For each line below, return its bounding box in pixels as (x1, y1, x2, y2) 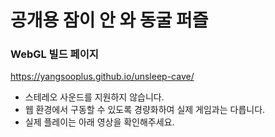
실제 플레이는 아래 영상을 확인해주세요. (24, 116, 175, 128)
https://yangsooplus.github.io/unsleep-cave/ (10, 71, 195, 83)
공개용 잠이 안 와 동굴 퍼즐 (10, 9, 209, 32)
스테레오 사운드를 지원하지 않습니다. (24, 91, 165, 103)
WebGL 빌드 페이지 (10, 47, 99, 61)
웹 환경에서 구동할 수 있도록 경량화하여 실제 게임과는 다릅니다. (24, 104, 266, 116)
